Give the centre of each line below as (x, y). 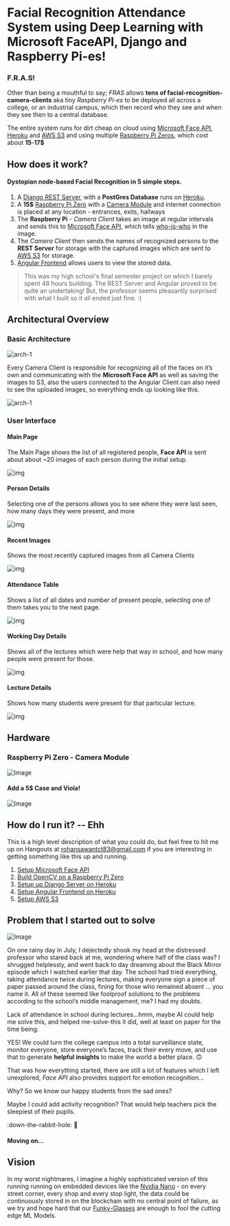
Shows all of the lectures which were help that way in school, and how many (115, 651)
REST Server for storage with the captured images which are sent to (114, 248)
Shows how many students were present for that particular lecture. (102, 703)
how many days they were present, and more (71, 511)
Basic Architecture (39, 339)
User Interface (32, 421)
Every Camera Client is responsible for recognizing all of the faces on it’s (110, 367)
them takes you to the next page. (54, 607)
